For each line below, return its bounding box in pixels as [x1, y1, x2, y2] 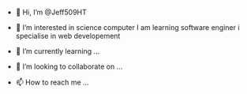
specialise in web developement [15, 32, 121, 40]
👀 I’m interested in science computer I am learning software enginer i [15, 23, 240, 32]
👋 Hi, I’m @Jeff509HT [15, 8, 87, 17]
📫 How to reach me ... [15, 77, 89, 87]
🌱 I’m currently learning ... [15, 47, 100, 55]
